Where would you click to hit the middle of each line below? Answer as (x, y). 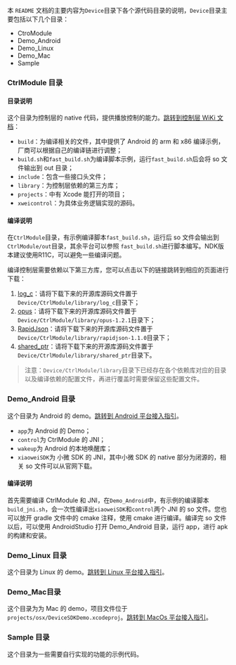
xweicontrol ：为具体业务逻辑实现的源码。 (78, 203)
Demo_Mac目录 (34, 592)
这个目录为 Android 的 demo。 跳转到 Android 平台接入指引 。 (95, 416)
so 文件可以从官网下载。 (61, 466)
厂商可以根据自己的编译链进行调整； (70, 151)
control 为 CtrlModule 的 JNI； (61, 439)
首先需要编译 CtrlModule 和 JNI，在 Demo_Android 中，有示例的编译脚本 (108, 500)
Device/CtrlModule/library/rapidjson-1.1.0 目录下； (94, 338)
